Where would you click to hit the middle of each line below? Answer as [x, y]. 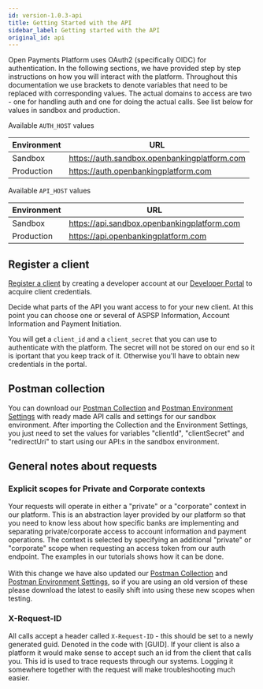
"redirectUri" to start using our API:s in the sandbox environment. [114, 441]
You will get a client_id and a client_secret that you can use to [113, 339]
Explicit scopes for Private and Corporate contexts [107, 489]
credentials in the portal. [48, 365]
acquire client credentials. [50, 292]
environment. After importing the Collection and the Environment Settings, [128, 425]
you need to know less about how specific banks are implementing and [124, 522]
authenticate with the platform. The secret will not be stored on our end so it [131, 347]
